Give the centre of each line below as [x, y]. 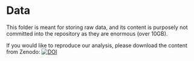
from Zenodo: [23, 51]
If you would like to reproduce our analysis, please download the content [97, 45]
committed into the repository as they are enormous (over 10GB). [87, 33]
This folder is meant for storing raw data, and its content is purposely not [97, 27]
